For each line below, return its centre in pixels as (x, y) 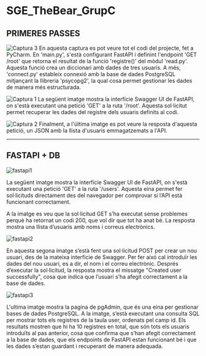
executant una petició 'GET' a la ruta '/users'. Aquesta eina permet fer (94, 188)
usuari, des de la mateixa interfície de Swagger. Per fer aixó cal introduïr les (102, 257)
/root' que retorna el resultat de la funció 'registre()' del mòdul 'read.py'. (97, 61)
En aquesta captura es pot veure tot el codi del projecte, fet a (116, 48)
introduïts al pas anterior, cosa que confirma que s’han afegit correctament (101, 333)
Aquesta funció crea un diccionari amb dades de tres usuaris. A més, (93, 68)
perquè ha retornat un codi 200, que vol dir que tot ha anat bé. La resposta (101, 220)
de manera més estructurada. (44, 87)
